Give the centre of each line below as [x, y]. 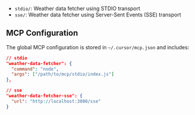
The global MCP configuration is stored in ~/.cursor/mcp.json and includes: [98, 47]
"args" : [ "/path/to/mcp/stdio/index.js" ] [63, 75]
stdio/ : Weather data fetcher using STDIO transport [77, 9]
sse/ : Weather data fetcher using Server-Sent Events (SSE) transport [98, 15]
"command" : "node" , [35, 69]
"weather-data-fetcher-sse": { [44, 96]
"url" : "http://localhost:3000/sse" [56, 101]
